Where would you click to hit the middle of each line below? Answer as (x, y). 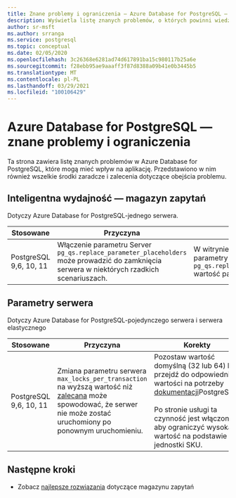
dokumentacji (176, 392)
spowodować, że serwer (98, 404)
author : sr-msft (31, 27)
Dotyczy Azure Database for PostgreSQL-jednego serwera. (93, 215)
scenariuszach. (82, 278)
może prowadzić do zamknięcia (110, 260)
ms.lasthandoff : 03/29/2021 (48, 86)
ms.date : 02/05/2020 (38, 53)
